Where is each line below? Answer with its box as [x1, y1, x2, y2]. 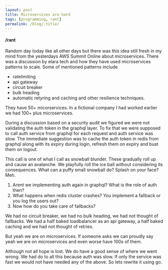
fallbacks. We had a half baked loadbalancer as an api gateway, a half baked [5, 218, 163, 224]
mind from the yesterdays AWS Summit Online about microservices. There [5, 53, 159, 59]
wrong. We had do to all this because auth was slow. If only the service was [5, 254, 161, 260]
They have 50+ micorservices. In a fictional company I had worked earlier [5, 105, 157, 111]
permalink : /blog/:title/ [5, 21, 59, 27]
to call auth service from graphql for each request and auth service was [5, 130, 153, 137]
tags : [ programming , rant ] [5, 17, 62, 22]
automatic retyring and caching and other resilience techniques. [12, 95, 145, 101]
